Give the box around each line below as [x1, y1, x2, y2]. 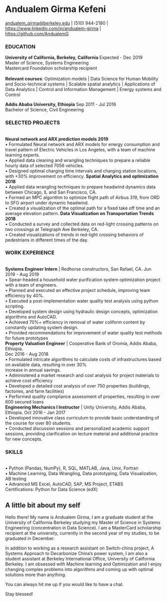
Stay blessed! [5, 591, 33, 597]
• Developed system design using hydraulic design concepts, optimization [5, 308, 158, 314]
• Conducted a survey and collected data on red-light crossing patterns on [5, 221, 159, 227]
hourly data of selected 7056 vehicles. [5, 162, 84, 168]
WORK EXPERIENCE [5, 249, 55, 256]
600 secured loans [5, 398, 44, 404]
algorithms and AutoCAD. [5, 313, 57, 319]
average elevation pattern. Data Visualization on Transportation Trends [5, 210, 154, 216]
